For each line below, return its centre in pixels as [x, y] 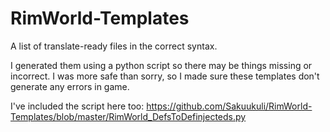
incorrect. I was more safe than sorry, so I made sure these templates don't [165, 76]
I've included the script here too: [77, 106]
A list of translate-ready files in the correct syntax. [114, 46]
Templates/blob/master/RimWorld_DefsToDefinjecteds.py [128, 116]
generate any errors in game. [70, 86]
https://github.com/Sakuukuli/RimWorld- [229, 106]
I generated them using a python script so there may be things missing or [161, 65]
